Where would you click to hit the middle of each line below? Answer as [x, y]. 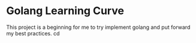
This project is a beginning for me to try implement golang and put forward [98, 27]
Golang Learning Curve [65, 11]
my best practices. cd [33, 33]
